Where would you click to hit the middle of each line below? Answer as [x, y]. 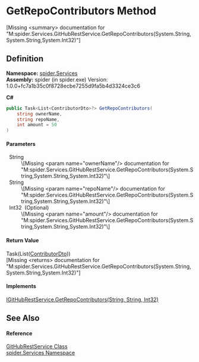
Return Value [23, 240]
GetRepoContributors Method [81, 11]
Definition [25, 59]
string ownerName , [40, 114]
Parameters [21, 143]
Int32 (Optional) [29, 208]
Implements [21, 286]
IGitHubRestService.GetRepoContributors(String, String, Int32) [82, 299]
